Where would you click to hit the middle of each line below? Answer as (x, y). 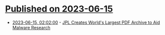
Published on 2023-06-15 (59, 9)
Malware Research (31, 27)
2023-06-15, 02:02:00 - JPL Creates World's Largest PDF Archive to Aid (86, 22)
